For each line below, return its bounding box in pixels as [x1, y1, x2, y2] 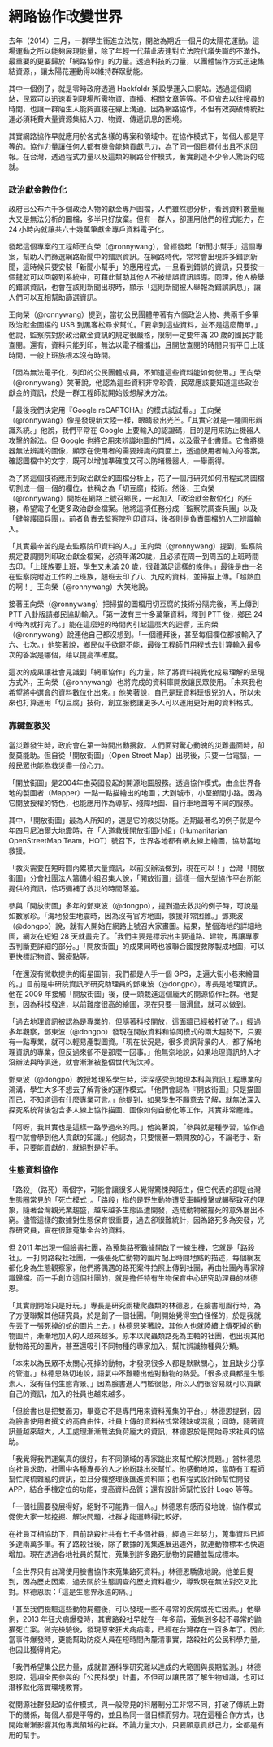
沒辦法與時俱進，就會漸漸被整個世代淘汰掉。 [8, 1057, 158, 1067]
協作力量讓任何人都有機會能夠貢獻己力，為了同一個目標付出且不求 [29, 141, 250, 151]
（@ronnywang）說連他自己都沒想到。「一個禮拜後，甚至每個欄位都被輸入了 [8, 630, 263, 639]
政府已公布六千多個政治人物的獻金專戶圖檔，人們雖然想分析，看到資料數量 [8, 204, 258, 214]
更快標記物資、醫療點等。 [8, 952, 94, 961]
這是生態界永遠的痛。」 [61, 1586, 136, 1597]
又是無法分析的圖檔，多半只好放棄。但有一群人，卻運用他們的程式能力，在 [15, 215, 265, 224]
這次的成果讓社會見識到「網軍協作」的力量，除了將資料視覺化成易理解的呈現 [8, 667, 265, 677]
